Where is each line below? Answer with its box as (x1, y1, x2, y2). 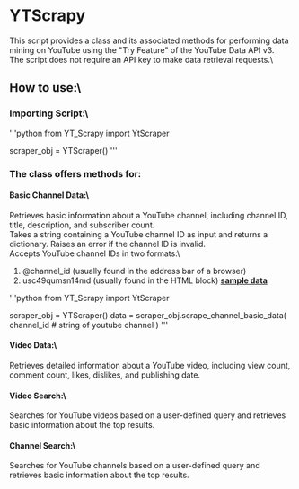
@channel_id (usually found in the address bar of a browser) (22, 265, 247, 276)
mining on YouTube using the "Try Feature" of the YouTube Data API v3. (9, 44, 275, 55)
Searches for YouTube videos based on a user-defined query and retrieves (9, 410, 286, 421)
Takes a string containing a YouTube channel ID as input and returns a (9, 228, 268, 239)
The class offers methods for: (9, 167, 142, 180)
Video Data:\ (9, 340, 57, 351)
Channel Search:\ (9, 440, 76, 450)
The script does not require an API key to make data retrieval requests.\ (9, 54, 274, 65)
